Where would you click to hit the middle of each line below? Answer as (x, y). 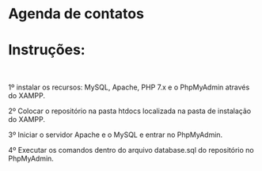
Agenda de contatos (76, 14)
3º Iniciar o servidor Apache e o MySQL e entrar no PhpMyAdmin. (116, 135)
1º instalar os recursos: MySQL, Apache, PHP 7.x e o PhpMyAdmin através (129, 87)
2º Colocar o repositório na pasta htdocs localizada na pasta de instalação (130, 111)
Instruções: (47, 50)
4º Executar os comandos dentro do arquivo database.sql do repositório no (131, 150)
